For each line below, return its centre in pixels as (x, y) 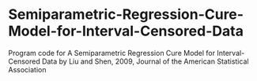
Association (27, 69)
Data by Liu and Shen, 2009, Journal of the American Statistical (146, 61)
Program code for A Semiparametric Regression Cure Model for (112, 53)
